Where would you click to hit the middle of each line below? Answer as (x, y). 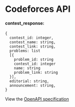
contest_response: (25, 23)
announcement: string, (33, 86)
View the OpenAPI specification (37, 99)
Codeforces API (38, 9)
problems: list (25, 51)
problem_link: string (36, 73)
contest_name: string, (33, 42)
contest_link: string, (33, 47)
